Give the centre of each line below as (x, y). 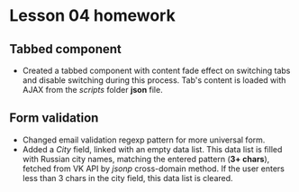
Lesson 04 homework (92, 16)
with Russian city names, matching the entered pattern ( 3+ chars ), (146, 159)
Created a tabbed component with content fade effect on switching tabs (156, 70)
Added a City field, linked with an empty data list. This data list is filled (152, 149)
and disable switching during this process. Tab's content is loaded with (154, 80)
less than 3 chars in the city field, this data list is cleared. (127, 178)
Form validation (54, 118)
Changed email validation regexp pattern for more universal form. (144, 140)
